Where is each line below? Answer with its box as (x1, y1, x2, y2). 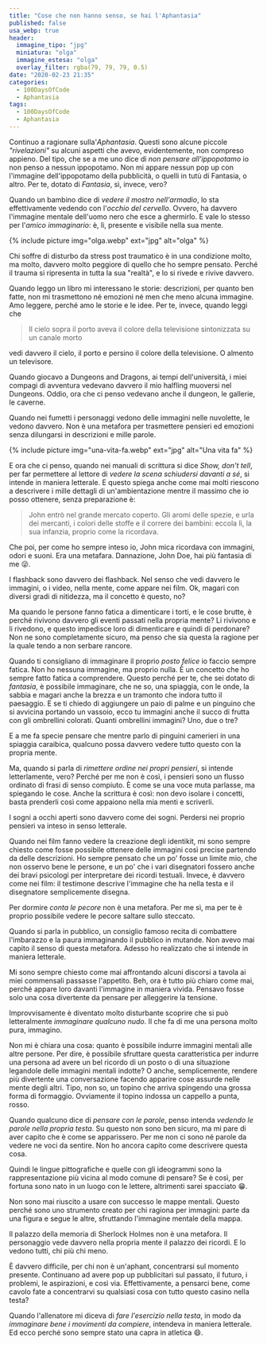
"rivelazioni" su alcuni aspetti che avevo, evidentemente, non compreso (9, 145, 245, 155)
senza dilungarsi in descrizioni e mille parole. (9, 429, 157, 439)
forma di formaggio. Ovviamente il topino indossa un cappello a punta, (9, 1091, 239, 1101)
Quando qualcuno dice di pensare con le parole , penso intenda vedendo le (9, 1115, 253, 1124)
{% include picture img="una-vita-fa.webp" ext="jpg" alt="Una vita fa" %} (9, 445, 253, 455)
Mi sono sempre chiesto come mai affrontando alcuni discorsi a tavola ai (9, 967, 246, 976)
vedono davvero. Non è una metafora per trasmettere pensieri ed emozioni (9, 421, 254, 431)
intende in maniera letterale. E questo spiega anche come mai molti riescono (9, 477, 259, 487)
